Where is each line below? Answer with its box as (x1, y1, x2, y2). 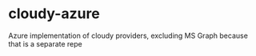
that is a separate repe (8, 39, 82, 48)
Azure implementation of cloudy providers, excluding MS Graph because (8, 31, 248, 40)
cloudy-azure (8, 5, 100, 23)
